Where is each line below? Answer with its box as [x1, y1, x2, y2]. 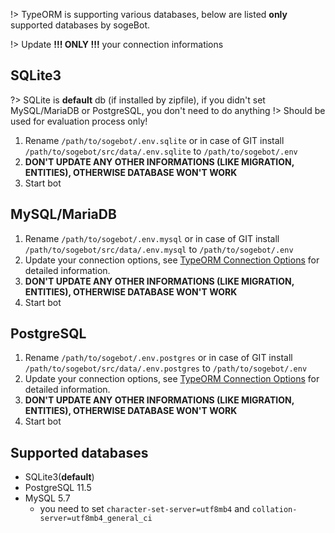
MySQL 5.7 [24, 492, 71, 504]
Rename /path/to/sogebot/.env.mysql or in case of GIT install [24, 232, 280, 244]
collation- [251, 505, 298, 515]
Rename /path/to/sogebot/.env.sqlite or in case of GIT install [24, 134, 285, 146]
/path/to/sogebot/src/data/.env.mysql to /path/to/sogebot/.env [24, 243, 294, 255]
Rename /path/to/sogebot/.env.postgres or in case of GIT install [24, 352, 293, 364]
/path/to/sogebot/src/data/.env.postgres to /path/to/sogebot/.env [24, 362, 308, 374]
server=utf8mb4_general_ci [39, 514, 153, 524]
